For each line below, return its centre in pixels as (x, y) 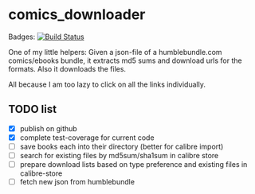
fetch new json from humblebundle (77, 182)
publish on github (48, 128)
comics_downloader (77, 15)
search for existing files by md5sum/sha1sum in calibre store (119, 155)
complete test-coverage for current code (87, 138)
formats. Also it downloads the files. (67, 68)
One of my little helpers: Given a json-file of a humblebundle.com (115, 52)
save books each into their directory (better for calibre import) (122, 146)
